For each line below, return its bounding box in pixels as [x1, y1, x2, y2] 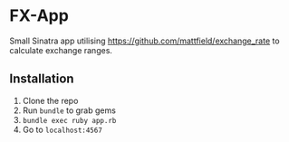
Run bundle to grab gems [22, 105, 116, 116]
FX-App [9, 5, 70, 26]
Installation [9, 71, 74, 87]
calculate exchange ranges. [9, 44, 113, 55]
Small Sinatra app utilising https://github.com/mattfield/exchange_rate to [9, 35, 280, 46]
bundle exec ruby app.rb [22, 116, 117, 125]
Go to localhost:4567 [22, 124, 102, 135]
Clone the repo [22, 95, 79, 106]
